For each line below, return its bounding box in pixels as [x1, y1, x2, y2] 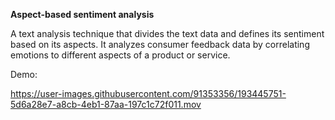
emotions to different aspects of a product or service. [10, 49, 231, 61]
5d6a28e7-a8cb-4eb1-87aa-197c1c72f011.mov [10, 99, 202, 110]
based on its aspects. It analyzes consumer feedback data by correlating [10, 39, 310, 50]
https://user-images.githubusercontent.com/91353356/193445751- [10, 88, 287, 99]
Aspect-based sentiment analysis [10, 9, 155, 20]
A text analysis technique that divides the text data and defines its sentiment [10, 28, 325, 39]
